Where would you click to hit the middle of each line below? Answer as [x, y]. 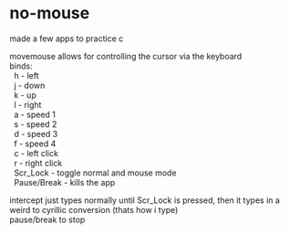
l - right [27, 104]
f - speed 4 [35, 144]
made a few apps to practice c [67, 38]
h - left [26, 75]
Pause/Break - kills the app [64, 182]
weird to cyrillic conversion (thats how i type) [94, 209]
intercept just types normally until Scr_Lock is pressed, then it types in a [145, 200]
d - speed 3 [36, 133]
